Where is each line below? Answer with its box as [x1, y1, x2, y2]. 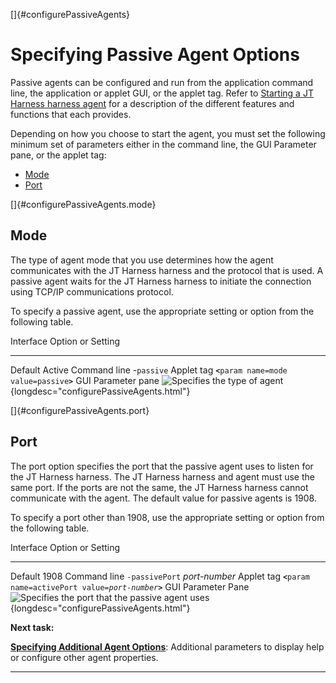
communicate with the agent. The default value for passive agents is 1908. [10, 492, 317, 504]
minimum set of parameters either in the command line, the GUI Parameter [10, 138, 317, 150]
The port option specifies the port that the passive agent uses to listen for [10, 460, 314, 472]
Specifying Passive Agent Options [10, 44, 300, 66]
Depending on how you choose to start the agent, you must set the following [10, 127, 326, 139]
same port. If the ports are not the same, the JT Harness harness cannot [10, 481, 309, 493]
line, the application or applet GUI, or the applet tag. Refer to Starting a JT [10, 87, 314, 99]
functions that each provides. [10, 108, 132, 120]
